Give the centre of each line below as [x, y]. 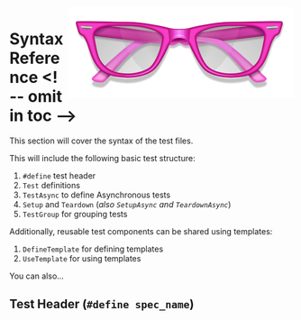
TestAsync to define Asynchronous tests [96, 195]
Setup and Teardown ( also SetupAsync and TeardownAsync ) [127, 204]
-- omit [36, 97]
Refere [35, 58]
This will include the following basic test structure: [102, 158]
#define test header [59, 175]
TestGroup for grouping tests [75, 214]
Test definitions [51, 185]
